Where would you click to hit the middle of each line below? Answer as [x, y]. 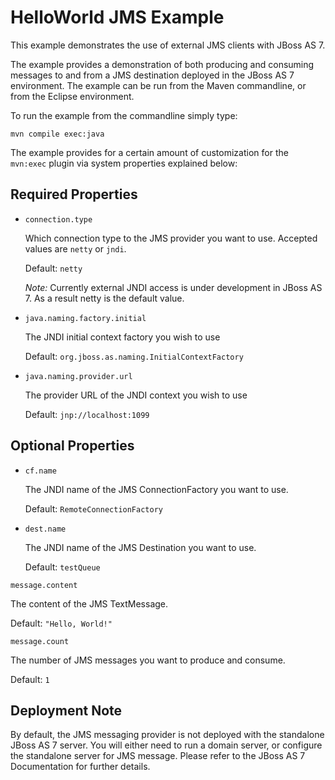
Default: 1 [30, 679]
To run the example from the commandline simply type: [124, 115]
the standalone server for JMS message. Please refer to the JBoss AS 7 [158, 756]
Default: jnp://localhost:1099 [87, 414]
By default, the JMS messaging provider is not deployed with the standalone [167, 735]
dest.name [45, 529]
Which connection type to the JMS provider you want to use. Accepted [171, 238]
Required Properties [74, 194]
